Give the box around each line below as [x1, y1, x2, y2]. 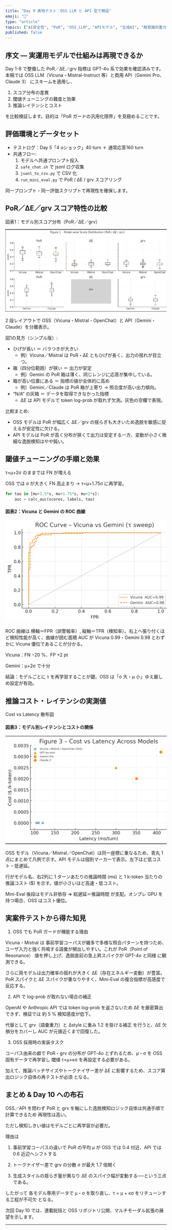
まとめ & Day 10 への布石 [5, 1091, 83, 1099]
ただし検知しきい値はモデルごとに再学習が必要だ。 [5, 1122, 113, 1129]
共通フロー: [12, 151, 37, 157]
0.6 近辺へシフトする [12, 1150, 57, 1157]
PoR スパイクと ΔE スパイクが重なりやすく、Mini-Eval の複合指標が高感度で [5, 976, 165, 982]
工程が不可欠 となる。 [9, 1196, 56, 1202]
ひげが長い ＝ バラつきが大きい [12, 345, 78, 352]
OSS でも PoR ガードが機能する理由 [12, 929, 89, 935]
